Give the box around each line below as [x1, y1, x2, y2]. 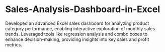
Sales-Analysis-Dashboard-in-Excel [5, 4, 160, 15]
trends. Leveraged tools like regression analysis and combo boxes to [5, 31, 147, 37]
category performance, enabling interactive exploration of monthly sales [5, 25, 155, 31]
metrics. [5, 41, 23, 47]
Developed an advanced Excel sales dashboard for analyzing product [5, 20, 149, 26]
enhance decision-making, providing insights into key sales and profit [5, 36, 149, 42]
